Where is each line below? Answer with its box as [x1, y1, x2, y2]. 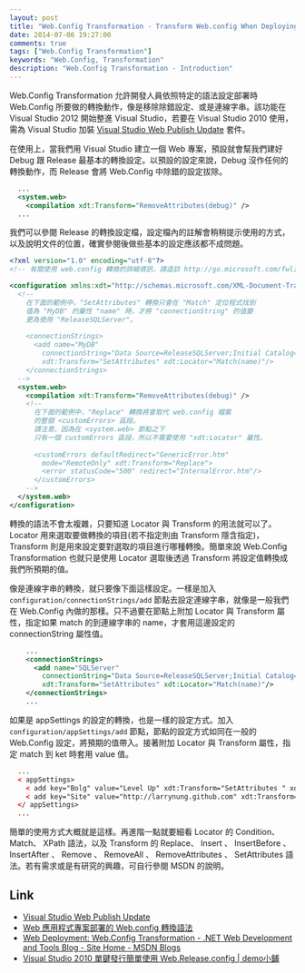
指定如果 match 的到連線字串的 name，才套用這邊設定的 [25, 616, 236, 627]
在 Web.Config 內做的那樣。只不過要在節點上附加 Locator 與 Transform [9, 605, 275, 616]
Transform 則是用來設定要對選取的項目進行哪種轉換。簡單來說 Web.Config [9, 541, 288, 552]
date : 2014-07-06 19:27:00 [9, 30, 112, 39]
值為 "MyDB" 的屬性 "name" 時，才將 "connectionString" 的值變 [25, 306, 254, 316]
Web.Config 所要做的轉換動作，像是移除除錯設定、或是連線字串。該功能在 [9, 101, 287, 112]
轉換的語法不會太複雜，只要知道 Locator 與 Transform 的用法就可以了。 [9, 518, 277, 529]
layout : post [9, 13, 59, 23]
